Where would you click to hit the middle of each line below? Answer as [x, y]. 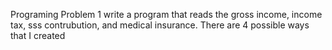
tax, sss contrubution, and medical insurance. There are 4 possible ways [160, 25]
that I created [38, 35]
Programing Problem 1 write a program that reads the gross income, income [166, 14]
